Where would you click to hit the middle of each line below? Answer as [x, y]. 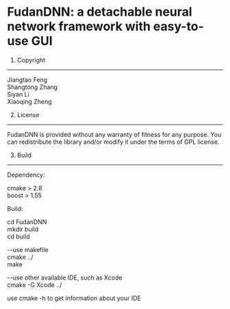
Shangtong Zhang [33, 87]
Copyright [31, 60]
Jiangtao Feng [27, 79]
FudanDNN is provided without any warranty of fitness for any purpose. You [114, 134]
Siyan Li [18, 94]
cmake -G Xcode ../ [35, 284]
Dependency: [26, 175]
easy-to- [178, 26]
